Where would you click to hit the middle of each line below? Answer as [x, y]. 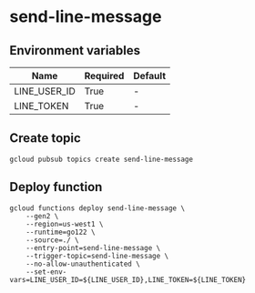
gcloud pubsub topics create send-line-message [102, 159]
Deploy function [56, 187]
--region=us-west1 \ [65, 224]
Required [104, 76]
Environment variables [75, 51]
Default [150, 76]
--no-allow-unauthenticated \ [83, 264]
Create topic [46, 138]
